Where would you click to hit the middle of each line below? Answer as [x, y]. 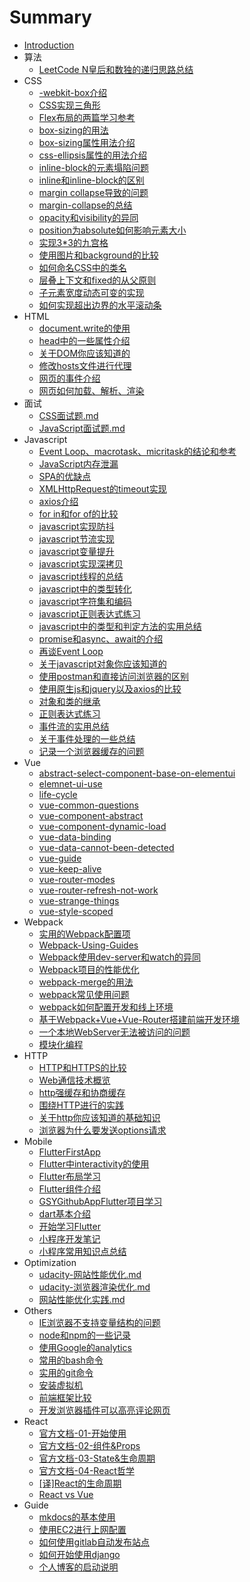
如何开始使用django [79, 1554]
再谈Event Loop [71, 651]
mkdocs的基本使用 [77, 1517]
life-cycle [58, 794]
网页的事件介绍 [69, 378]
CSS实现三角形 [69, 105]
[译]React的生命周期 [80, 1483]
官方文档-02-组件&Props [89, 1445]
